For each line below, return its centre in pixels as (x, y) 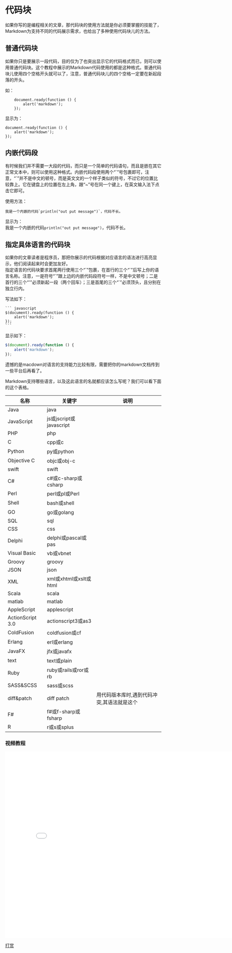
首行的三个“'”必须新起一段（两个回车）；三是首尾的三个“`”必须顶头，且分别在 (83, 282)
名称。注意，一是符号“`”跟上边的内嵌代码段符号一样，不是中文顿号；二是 (84, 276)
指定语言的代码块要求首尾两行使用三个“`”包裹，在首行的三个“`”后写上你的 (80, 270)
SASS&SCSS (22, 685)
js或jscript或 (61, 419)
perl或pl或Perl (63, 494)
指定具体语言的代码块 (38, 245)
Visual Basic (22, 553)
